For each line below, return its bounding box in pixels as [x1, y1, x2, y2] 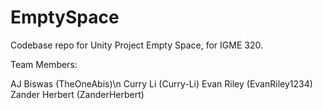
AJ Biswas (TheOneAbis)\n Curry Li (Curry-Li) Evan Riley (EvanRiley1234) [10, 77, 313, 90]
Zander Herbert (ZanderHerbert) [10, 88, 145, 100]
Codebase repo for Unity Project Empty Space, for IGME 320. [10, 39, 263, 51]
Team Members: [10, 58, 78, 70]
